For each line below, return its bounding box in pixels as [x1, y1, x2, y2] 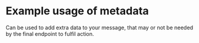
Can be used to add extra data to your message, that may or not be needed [5, 24, 194, 31]
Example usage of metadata [5, 4, 149, 18]
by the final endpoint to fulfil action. [5, 30, 94, 37]
